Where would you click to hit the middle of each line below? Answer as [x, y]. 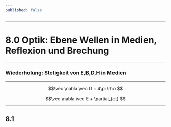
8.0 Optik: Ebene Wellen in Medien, [81, 40]
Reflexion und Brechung [57, 51]
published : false [24, 10]
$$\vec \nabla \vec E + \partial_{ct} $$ [85, 98]
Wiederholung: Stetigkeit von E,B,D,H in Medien [66, 73]
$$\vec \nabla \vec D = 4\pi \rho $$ [85, 88]
